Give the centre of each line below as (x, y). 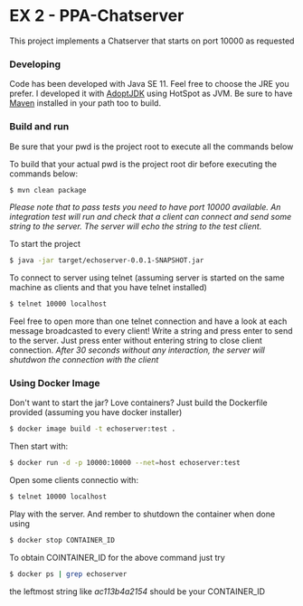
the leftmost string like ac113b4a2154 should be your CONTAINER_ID (137, 591)
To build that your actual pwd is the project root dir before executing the (143, 164)
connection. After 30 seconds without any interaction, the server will (137, 350)
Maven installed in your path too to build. (85, 103)
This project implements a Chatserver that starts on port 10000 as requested (152, 41)
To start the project (45, 244)
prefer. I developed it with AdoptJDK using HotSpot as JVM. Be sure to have (151, 94)
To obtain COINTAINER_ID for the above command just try (118, 557)
